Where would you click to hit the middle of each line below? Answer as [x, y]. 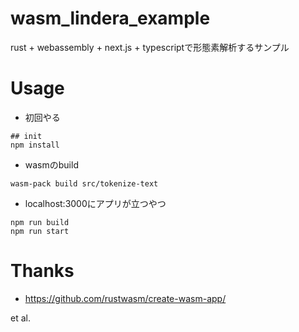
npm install [35, 145]
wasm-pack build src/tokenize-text [84, 183]
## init [26, 136]
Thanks [42, 271]
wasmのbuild [51, 164]
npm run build [40, 222]
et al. [20, 318]
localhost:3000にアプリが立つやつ [95, 203]
